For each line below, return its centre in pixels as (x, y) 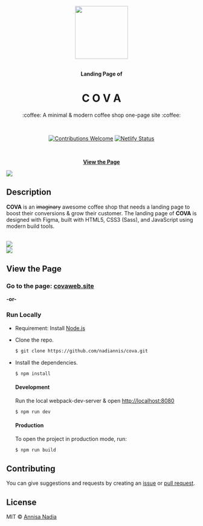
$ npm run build (35, 450)
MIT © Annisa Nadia (32, 517)
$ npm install (33, 374)
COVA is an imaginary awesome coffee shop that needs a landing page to (98, 207)
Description (29, 192)
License (21, 502)
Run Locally (24, 315)
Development (32, 387)
